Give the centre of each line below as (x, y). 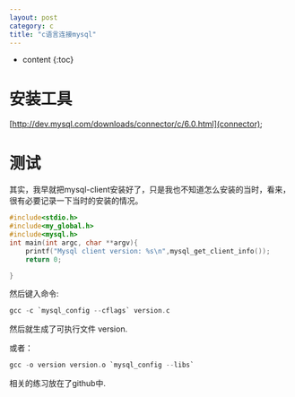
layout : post (34, 17)
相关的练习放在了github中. (57, 384)
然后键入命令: (35, 294)
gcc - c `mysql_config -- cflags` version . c (90, 311)
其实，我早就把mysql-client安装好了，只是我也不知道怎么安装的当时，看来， (150, 190)
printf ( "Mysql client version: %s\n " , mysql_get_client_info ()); (148, 251)
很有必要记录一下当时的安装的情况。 (76, 201)
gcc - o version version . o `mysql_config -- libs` (102, 365)
